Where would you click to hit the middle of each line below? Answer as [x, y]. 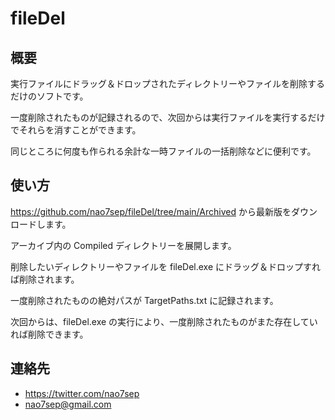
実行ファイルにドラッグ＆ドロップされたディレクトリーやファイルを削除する [168, 83]
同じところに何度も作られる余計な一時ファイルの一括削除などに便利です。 [163, 151]
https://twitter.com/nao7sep [82, 393]
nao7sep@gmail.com [68, 404]
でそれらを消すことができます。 [76, 130]
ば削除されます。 [45, 279]
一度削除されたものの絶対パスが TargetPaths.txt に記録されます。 [144, 300]
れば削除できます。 [49, 334]
